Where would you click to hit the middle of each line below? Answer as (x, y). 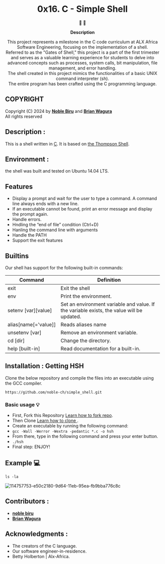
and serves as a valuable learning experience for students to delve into (82, 57)
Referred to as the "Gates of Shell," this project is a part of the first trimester (82, 52)
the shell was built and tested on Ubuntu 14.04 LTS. (57, 171)
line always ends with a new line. (45, 204)
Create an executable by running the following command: (70, 426)
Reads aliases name (83, 325)
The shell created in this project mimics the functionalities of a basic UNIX (82, 73)
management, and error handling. (82, 68)
